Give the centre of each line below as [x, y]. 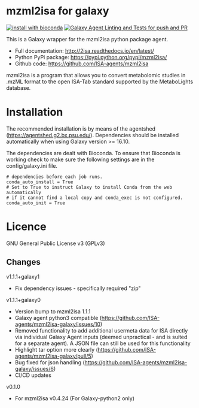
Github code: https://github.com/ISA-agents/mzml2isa [82, 64]
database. [19, 87]
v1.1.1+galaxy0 [23, 300]
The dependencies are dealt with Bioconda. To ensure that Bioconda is [94, 153]
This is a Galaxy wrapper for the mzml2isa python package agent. [87, 39]
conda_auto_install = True [40, 182]
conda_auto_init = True [36, 203]
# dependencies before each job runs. [54, 177]
